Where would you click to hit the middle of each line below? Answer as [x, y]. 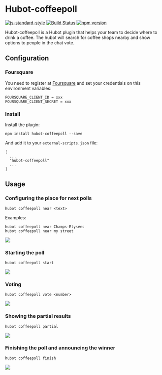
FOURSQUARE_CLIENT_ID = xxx [34, 97]
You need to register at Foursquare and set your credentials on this [73, 83]
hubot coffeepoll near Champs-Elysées [45, 227]
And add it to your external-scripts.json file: [51, 143]
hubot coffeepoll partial [32, 326]
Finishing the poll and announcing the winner [60, 348]
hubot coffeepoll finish [31, 358]
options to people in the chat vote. [40, 42]
